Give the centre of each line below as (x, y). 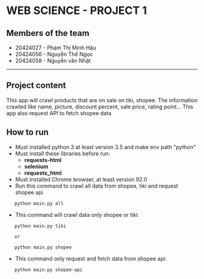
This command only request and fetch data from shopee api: (91, 258)
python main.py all (39, 203)
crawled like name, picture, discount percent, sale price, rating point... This (100, 107)
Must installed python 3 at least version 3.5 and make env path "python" (105, 147)
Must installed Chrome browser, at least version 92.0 (81, 179)
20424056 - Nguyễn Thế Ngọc (54, 54)
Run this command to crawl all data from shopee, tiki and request (97, 186)
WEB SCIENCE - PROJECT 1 (77, 11)
